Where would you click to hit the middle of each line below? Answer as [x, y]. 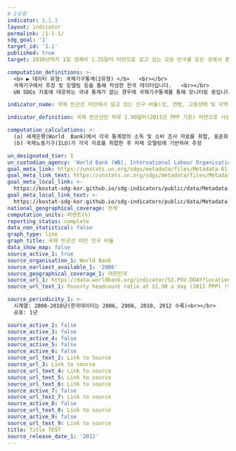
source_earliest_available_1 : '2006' [63, 267]
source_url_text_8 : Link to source [59, 410]
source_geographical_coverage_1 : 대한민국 [67, 274]
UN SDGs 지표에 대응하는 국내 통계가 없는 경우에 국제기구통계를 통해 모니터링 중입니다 [122, 92]
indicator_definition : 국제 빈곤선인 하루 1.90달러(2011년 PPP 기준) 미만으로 [113, 117]
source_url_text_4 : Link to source [59, 371]
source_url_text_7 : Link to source [59, 397]
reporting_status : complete [48, 221]
